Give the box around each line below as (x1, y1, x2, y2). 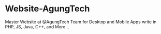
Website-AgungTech (5, 3, 90, 14)
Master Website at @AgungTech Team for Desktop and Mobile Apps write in (5, 19, 157, 25)
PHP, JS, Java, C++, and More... (5, 24, 69, 29)
